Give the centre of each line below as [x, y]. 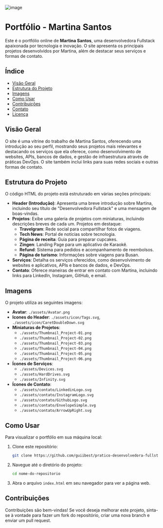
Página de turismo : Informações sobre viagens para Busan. [79, 255]
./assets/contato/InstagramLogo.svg [56, 395]
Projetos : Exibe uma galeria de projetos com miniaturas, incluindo [78, 219]
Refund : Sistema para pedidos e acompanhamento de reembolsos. [87, 250]
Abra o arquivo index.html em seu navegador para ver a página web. [81, 483]
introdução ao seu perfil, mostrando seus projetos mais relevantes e [73, 146]
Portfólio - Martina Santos [58, 27]
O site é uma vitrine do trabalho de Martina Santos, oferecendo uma [73, 141]
